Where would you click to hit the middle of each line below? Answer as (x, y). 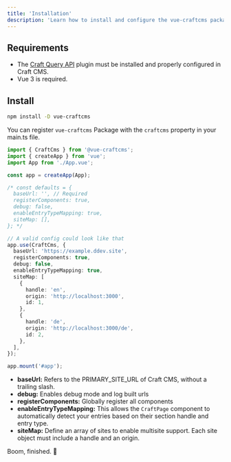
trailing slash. (36, 387)
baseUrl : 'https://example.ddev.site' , (70, 251)
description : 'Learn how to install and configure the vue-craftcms (107, 20)
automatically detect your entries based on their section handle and (113, 416)
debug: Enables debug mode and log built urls (83, 394)
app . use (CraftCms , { (37, 245)
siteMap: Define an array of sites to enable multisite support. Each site (117, 431)
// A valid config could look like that (66, 239)
